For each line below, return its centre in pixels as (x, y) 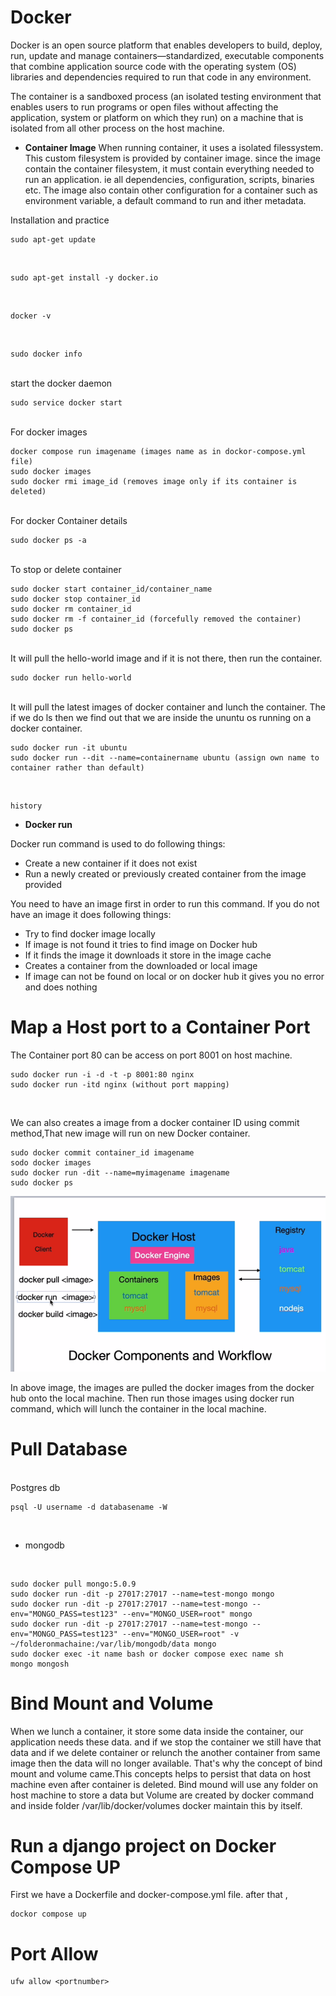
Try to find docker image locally (90, 933)
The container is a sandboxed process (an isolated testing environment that (166, 96)
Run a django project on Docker (143, 1845)
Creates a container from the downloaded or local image (141, 965)
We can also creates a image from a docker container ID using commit (155, 1122)
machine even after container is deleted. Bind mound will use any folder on (164, 1784)
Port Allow (54, 1953)
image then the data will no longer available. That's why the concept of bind (166, 1763)
